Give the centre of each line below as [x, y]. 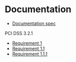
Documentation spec [34, 23]
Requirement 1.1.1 [30, 54]
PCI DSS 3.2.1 [19, 33]
